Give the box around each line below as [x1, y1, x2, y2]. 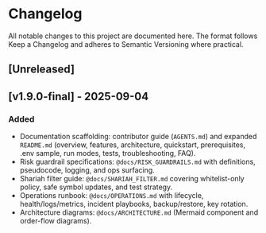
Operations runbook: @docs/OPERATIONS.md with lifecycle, [19, 191, 204, 200]
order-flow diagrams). [19, 216, 92, 226]
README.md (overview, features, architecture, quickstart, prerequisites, [19, 140, 246, 150]
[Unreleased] [8, 63, 75, 76]
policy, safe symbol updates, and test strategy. [19, 182, 173, 192]
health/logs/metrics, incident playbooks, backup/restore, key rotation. [19, 200, 249, 209]
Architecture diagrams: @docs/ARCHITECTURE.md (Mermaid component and [19, 208, 259, 217]
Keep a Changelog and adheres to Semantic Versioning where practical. [8, 39, 244, 49]
